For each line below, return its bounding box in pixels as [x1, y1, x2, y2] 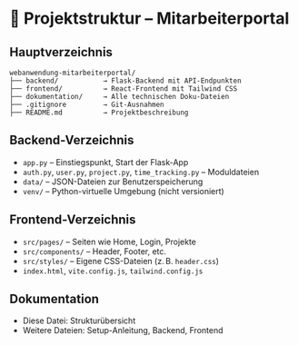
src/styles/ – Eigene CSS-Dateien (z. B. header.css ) [22, 255, 220, 266]
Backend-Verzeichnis [9, 133, 134, 148]
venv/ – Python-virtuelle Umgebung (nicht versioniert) [22, 185, 224, 196]
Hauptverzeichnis [9, 44, 114, 60]
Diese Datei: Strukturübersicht [22, 315, 136, 326]
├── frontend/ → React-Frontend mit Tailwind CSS [9, 84, 238, 94]
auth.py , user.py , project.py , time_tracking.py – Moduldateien [22, 166, 260, 177]
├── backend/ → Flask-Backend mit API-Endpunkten [9, 76, 243, 85]
